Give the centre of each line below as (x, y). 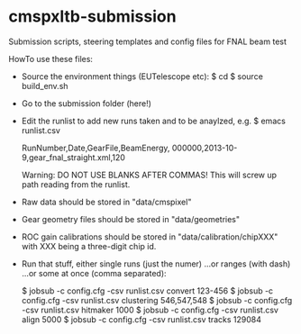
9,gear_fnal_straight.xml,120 (73, 157)
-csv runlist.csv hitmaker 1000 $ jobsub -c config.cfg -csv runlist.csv (150, 310)
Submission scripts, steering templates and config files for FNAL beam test (148, 41)
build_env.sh (45, 86)
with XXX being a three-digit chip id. (89, 246)
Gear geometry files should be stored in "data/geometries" (131, 219)
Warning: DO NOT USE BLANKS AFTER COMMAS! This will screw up (149, 175)
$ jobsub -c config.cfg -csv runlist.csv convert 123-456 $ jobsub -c (147, 291)
